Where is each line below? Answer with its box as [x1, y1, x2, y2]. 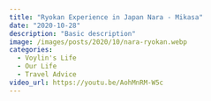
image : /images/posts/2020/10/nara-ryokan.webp [9, 37, 188, 47]
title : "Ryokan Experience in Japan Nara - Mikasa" [9, 12, 203, 22]
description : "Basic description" [9, 29, 137, 38]
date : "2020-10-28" [9, 21, 81, 30]
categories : [9, 46, 53, 54]
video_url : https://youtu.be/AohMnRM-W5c [9, 78, 164, 87]
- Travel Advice [17, 70, 77, 79]
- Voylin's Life [17, 54, 77, 62]
